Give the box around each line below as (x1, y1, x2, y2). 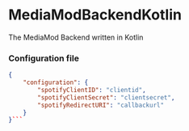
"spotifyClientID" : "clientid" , (37, 86, 147, 94)
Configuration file (8, 53, 79, 64)
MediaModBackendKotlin (8, 6, 182, 24)
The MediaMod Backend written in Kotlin (8, 32, 144, 42)
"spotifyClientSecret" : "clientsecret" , (37, 93, 175, 102)
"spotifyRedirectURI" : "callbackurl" (37, 101, 164, 109)
